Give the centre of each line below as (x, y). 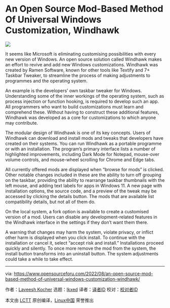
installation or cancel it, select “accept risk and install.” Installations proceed (84, 243)
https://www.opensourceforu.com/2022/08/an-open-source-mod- (83, 274)
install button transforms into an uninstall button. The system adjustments (82, 253)
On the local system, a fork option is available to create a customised (77, 211)
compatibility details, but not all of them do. (50, 202)
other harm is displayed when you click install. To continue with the (75, 237)
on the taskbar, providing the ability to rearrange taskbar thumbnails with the (85, 180)
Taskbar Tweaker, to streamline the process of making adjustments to (78, 75)
